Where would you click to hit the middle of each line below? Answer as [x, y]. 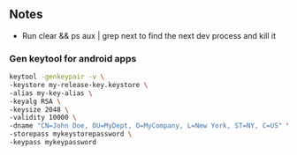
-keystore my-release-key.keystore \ [79, 85]
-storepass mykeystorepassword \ [71, 134]
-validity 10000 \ [43, 118]
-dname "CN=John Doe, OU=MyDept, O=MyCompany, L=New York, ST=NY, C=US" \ [150, 126]
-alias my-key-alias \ [51, 93]
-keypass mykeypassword [53, 143]
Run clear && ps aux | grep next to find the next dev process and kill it [149, 35]
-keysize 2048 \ [39, 109]
